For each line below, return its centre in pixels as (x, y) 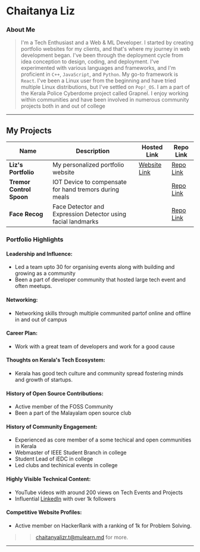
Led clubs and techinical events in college (66, 465)
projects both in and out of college (63, 106)
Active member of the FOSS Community (64, 407)
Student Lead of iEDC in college (54, 459)
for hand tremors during (86, 189)
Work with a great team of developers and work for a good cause (95, 346)
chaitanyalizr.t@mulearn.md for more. (82, 537)
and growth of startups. (44, 380)
